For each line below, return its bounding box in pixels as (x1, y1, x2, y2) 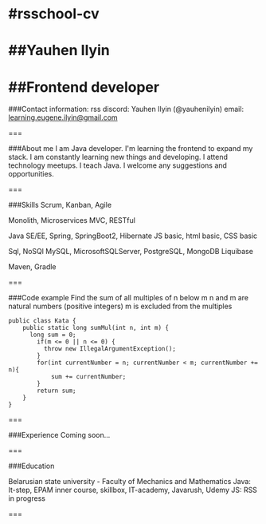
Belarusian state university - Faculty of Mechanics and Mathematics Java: (8, 477, 251, 486)
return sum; (37, 387, 77, 395)
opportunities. (8, 169, 54, 179)
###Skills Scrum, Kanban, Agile (8, 200, 112, 210)
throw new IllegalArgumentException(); (43, 345, 177, 353)
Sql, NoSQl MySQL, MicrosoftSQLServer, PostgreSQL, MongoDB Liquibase (8, 247, 253, 256)
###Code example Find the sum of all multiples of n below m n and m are (8, 293, 249, 303)
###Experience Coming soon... (8, 431, 111, 440)
